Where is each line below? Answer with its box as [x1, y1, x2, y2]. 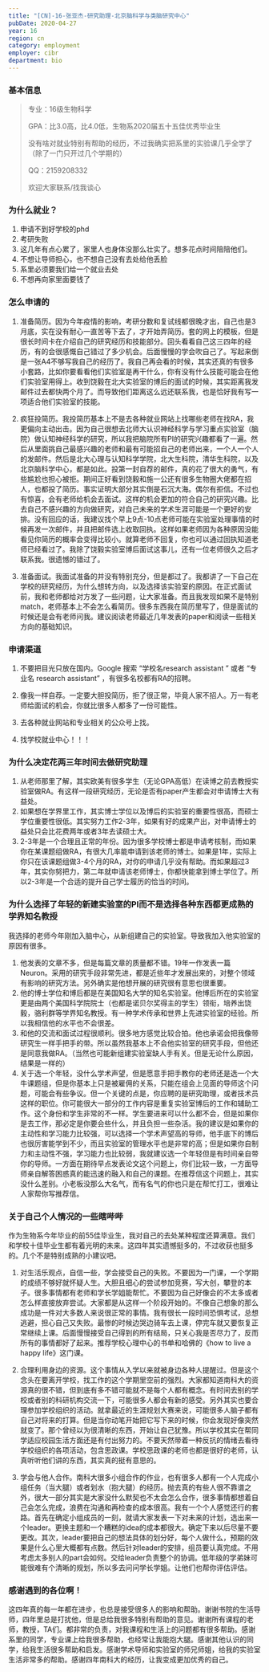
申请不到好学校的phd [19, 224, 90, 234]
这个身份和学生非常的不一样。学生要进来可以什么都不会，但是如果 [34, 1108, 252, 1118]
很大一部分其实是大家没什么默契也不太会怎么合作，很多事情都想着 [34, 1492, 252, 1502]
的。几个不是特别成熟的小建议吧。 [8, 1250, 121, 1260]
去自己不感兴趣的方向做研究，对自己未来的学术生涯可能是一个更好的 [19, 504, 245, 514]
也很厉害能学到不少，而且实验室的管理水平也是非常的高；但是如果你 [19, 1138, 245, 1148]
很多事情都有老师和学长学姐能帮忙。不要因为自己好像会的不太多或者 [34, 1287, 259, 1297]
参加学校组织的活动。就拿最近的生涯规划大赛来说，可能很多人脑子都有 [26, 1405, 259, 1414]
